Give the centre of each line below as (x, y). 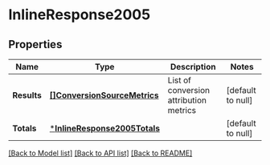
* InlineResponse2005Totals (105, 128)
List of (179, 80)
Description (193, 67)
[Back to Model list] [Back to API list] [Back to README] (100, 153)
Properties (35, 44)
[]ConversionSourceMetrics (104, 95)
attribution (187, 100)
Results (27, 95)
